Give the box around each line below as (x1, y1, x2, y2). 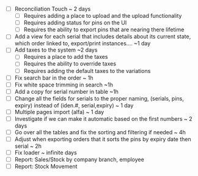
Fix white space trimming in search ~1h (14, 81, 114, 88)
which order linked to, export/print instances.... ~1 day (14, 40, 151, 47)
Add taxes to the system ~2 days (14, 46, 98, 54)
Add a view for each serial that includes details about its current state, (14, 33, 191, 40)
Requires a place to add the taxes (23, 53, 108, 61)
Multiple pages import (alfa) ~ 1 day (14, 108, 105, 115)
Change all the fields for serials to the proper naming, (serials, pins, (14, 94, 184, 102)
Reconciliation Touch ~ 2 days (14, 6, 91, 12)
